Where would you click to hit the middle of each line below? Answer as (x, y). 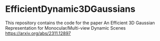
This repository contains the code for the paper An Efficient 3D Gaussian (80, 23)
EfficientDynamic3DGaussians (70, 9)
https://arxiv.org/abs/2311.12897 (38, 33)
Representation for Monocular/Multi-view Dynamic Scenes (65, 28)
